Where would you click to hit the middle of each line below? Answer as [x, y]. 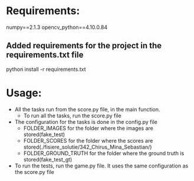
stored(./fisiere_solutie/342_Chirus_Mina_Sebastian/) [88, 147]
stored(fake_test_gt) [48, 159]
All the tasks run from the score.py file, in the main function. [87, 109]
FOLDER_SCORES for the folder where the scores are [88, 140]
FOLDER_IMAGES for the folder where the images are [88, 128]
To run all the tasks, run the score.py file [73, 116]
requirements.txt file [45, 55]
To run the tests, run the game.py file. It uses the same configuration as [101, 166]
